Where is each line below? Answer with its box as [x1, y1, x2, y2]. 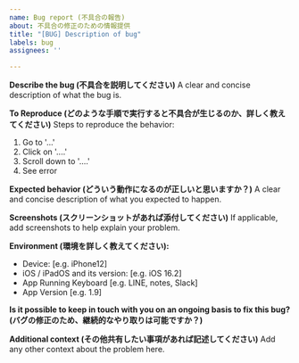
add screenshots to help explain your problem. [9, 222, 180, 233]
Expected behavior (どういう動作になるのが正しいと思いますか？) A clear [9, 184, 281, 194]
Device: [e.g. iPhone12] [21, 259, 108, 269]
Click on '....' [21, 146, 68, 157]
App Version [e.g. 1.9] [21, 287, 103, 298]
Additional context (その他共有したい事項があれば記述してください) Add [9, 334, 276, 344]
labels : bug [9, 37, 54, 47]
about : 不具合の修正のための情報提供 [9, 21, 131, 30]
